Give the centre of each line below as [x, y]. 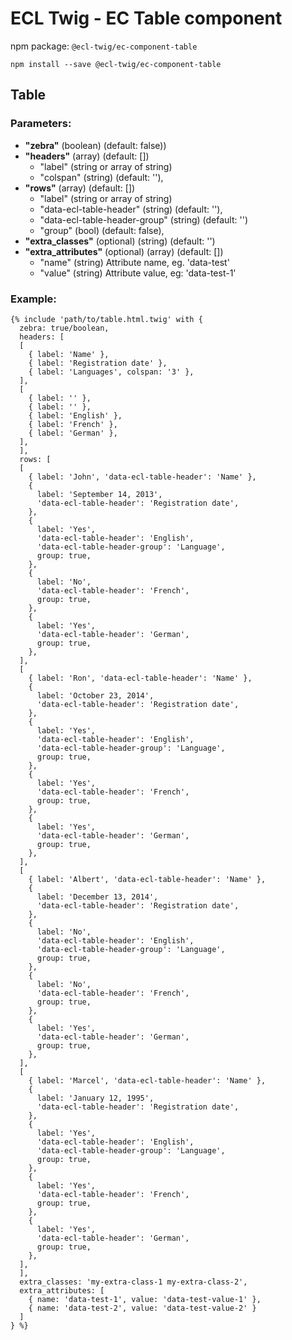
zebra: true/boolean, [64, 328]
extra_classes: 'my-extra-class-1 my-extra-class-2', [133, 1282]
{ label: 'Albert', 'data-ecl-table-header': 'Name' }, [147, 879]
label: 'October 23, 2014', [95, 695]
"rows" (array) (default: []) [80, 188]
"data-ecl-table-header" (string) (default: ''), [131, 209]
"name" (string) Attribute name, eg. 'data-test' [134, 262]
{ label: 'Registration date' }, [98, 363]
